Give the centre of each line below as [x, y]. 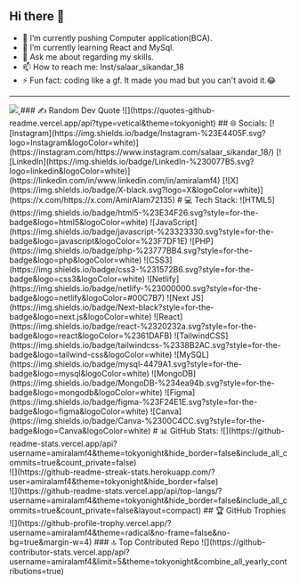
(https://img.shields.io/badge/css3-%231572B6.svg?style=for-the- [132, 269]
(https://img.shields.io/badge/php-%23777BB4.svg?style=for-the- [131, 250]
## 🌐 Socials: [242, 123]
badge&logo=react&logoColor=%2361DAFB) [91, 336]
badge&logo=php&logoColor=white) [76, 260]
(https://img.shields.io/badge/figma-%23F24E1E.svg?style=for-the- [133, 401]
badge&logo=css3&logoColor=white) [77, 279]
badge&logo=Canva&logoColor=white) [80, 430]
